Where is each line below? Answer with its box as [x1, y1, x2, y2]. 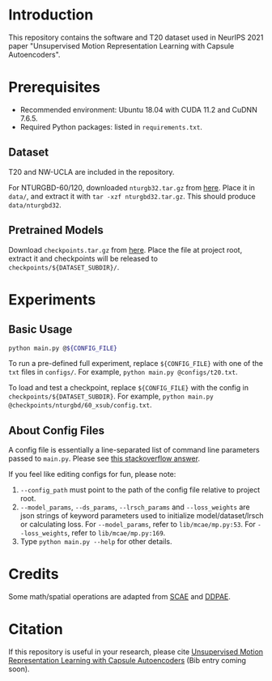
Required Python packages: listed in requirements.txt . [19, 121, 202, 131]
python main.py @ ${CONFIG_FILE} [8, 344, 117, 352]
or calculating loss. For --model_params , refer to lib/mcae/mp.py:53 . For [19, 520, 257, 530]
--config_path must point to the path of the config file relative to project [19, 485, 261, 495]
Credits [8, 565, 59, 584]
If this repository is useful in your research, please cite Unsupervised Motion [8, 647, 264, 657]
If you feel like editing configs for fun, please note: [8, 470, 176, 479]
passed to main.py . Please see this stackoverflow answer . [8, 453, 201, 463]
